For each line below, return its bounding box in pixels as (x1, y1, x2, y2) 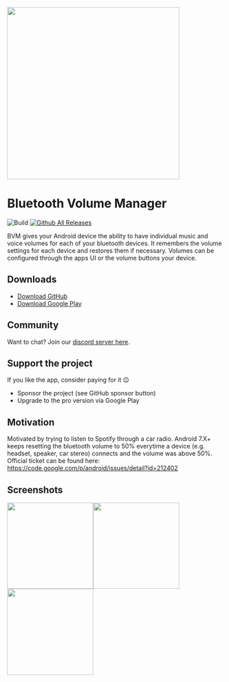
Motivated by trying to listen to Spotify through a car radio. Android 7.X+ (7, 435, 211, 443)
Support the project (7, 358, 93, 369)
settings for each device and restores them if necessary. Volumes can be (7, 246, 215, 254)
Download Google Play (17, 299, 83, 307)
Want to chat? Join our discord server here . (7, 338, 131, 346)
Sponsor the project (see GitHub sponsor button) (17, 389, 156, 397)
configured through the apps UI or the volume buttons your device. (7, 254, 197, 262)
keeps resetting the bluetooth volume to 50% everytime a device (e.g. (7, 442, 205, 451)
